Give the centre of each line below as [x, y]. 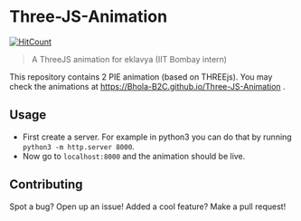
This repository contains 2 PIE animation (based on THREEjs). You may [141, 77]
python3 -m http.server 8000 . [79, 146]
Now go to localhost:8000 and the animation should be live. [134, 156]
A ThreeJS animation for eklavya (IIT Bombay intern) [129, 59]
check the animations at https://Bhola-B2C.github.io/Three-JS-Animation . [148, 86]
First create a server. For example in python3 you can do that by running [157, 137]
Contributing [46, 184]
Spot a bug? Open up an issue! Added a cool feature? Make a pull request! [148, 207]
